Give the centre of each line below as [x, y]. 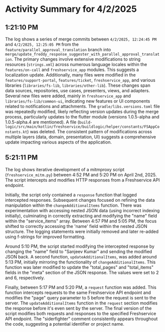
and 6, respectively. [25, 278]
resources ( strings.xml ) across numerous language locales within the [76, 64]
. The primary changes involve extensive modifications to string [76, 59]
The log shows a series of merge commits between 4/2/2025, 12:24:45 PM [81, 39]
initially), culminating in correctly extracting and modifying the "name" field [81, 216]
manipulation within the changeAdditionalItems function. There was [73, 205]
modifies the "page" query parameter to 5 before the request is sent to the [81, 297]
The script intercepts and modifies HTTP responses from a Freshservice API [82, 180]
